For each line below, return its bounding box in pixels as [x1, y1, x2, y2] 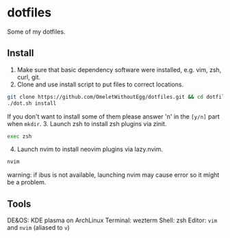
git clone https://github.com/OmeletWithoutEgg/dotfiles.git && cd [7, 93, 204, 100]
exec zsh [7, 132, 32, 140]
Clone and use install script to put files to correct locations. [16, 80, 183, 88]
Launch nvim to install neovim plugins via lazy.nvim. [16, 145, 163, 154]
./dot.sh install [7, 99, 57, 107]
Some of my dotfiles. [7, 27, 66, 36]
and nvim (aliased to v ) [7, 224, 70, 232]
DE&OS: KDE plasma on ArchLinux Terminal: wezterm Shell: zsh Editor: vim [7, 216, 218, 224]
